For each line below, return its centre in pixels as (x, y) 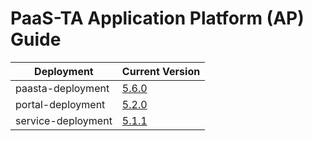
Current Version (161, 71)
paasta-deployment (62, 88)
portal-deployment (60, 104)
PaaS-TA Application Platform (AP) (157, 18)
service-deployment (64, 120)
